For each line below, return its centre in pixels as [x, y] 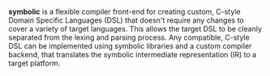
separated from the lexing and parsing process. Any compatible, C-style [129, 37]
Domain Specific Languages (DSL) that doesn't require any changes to [126, 20]
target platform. [34, 63]
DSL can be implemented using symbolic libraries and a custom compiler [130, 46]
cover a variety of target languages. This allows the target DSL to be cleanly [135, 29]
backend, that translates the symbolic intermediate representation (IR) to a [133, 55]
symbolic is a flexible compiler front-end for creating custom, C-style [124, 12]
